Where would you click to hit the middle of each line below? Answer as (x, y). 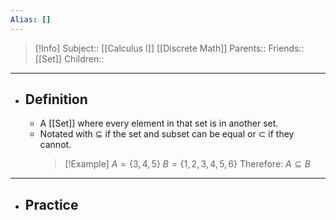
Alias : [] (31, 19)
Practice (51, 204)
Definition (56, 99)
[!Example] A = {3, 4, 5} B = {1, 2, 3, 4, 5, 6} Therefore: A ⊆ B (187, 164)
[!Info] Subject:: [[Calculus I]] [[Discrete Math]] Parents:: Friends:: (169, 48)
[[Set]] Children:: (69, 58)
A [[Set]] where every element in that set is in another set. (159, 123)
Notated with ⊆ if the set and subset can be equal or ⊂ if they (167, 134)
